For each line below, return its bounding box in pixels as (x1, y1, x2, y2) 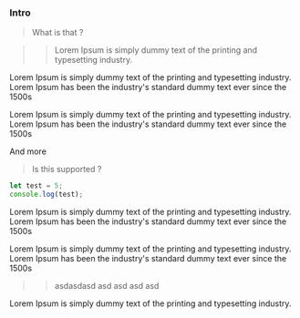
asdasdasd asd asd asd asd (54, 281, 160, 292)
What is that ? (31, 27, 84, 38)
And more (9, 146, 47, 157)
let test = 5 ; (9, 181, 64, 190)
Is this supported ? (31, 164, 102, 175)
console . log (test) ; (9, 190, 84, 200)
